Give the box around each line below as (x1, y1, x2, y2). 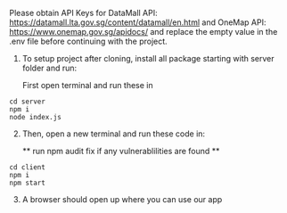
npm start (9, 178, 46, 187)
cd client (9, 163, 46, 172)
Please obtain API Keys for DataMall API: (9, 8, 158, 18)
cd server (9, 97, 46, 106)
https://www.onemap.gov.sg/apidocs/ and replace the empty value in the (9, 27, 278, 37)
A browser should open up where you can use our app (21, 194, 223, 204)
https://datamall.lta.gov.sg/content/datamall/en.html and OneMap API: (9, 17, 266, 28)
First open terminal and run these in (21, 80, 153, 90)
